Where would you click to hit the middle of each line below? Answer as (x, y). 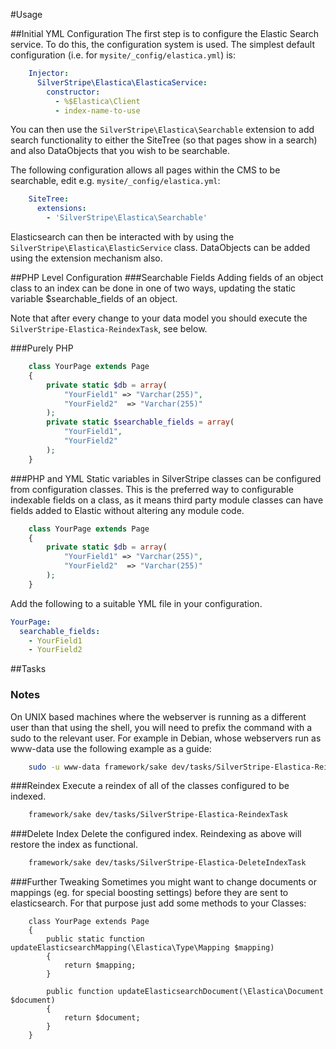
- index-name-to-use (97, 110)
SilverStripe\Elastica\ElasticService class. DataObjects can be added (160, 247)
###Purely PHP (42, 348)
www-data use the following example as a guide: (111, 748)
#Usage (26, 14)
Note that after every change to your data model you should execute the (159, 318)
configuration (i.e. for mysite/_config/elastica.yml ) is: (123, 55)
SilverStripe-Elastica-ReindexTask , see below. (109, 328)
